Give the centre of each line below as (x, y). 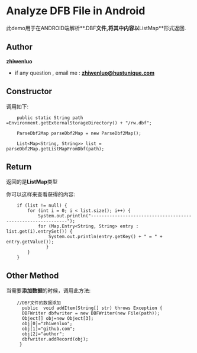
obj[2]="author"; (43, 334)
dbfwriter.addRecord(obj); (55, 339)
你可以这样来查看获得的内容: (41, 194)
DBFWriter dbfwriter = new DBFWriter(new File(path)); (91, 313)
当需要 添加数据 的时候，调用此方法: (49, 291)
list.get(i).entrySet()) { (39, 232)
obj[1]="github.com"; (49, 329)
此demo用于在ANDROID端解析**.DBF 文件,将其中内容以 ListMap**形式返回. (96, 28)
